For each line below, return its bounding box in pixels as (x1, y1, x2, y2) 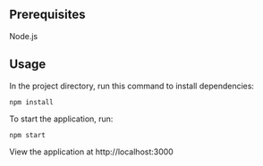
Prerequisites (9, 7, 86, 22)
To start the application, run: (9, 113, 114, 124)
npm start (9, 130, 47, 139)
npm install (9, 97, 54, 106)
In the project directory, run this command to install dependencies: (9, 80, 255, 91)
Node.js (9, 30, 38, 41)
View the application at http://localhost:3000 (9, 146, 174, 157)
